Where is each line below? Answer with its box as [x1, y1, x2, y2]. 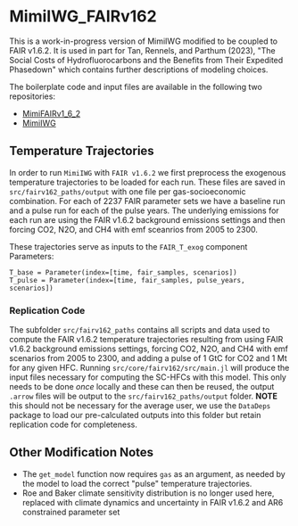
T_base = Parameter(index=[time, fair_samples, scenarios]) [9, 267, 238, 277]
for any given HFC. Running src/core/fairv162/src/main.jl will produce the [9, 363, 290, 374]
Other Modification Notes [9, 445, 154, 460]
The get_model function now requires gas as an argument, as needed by [21, 468, 286, 479]
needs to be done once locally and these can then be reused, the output [9, 382, 275, 392]
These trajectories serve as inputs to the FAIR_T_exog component [9, 241, 248, 251]
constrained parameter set [21, 506, 120, 517]
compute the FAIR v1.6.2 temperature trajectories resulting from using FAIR [9, 334, 284, 345]
